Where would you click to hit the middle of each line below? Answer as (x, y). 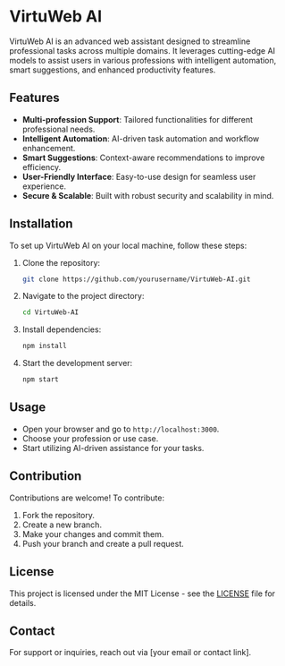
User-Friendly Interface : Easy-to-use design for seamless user (139, 176)
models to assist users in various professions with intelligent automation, (143, 60)
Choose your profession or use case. (90, 438)
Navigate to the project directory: (83, 296)
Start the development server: (77, 363)
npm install (44, 346)
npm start (41, 380)
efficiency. (41, 166)
